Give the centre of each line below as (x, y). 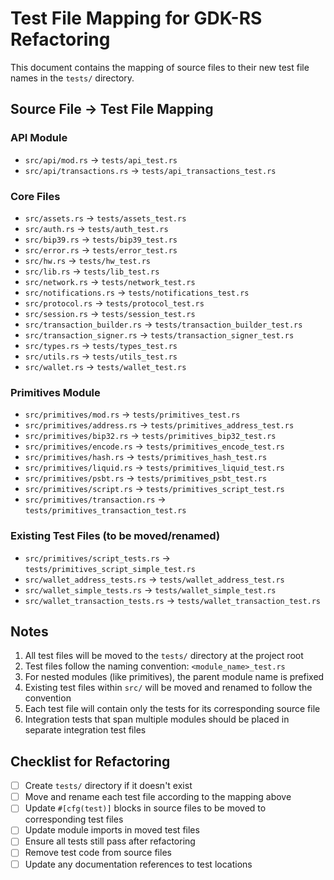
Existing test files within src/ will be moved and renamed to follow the (168, 688)
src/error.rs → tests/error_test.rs (101, 249)
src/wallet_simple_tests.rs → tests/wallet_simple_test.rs (150, 589)
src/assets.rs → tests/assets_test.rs (105, 218)
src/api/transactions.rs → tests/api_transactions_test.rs (150, 170)
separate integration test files (85, 730)
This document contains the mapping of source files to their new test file (160, 67)
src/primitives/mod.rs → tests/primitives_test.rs (132, 414)
